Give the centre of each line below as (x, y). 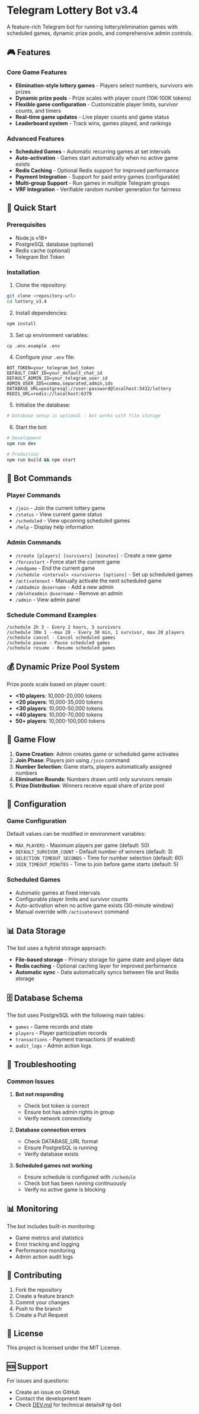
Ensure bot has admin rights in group (69, 1112)
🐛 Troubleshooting (41, 1064)
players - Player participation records (61, 1033)
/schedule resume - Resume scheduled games (61, 648)
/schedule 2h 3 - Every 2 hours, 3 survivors (64, 627)
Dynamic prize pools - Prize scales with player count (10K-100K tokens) (103, 98)
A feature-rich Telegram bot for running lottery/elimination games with (92, 27)
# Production (23, 455)
